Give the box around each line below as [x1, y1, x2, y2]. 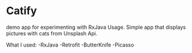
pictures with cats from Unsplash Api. [6, 29, 97, 37]
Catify [6, 4, 37, 18]
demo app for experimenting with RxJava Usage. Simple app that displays [6, 24, 186, 31]
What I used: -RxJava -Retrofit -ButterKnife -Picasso [6, 41, 134, 48]
